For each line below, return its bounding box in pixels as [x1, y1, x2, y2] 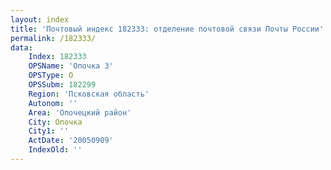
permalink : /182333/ [10, 33, 97, 43]
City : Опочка [28, 117, 83, 127]
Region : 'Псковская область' [28, 89, 150, 99]
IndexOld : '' [28, 145, 83, 155]
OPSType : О [28, 71, 74, 81]
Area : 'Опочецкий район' [28, 107, 132, 118]
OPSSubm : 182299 [28, 80, 97, 90]
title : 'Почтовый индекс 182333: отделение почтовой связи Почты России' [10, 24, 325, 34]
